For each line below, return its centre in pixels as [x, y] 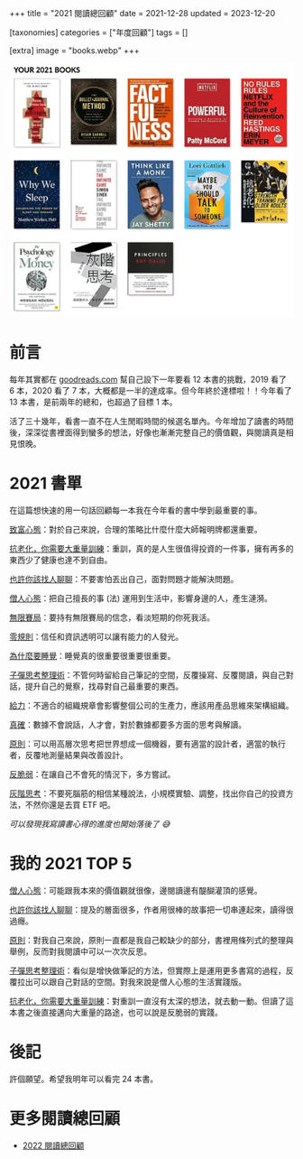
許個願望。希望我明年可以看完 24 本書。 [84, 1079]
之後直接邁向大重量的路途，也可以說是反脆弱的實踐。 [124, 1012]
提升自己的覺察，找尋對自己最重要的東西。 [104, 686]
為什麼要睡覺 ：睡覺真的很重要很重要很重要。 [92, 656]
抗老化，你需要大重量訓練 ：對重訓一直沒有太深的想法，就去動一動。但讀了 [147, 1001]
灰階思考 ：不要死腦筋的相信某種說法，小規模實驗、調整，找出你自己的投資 [147, 793]
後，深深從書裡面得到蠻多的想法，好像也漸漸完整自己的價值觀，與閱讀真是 [147, 432]
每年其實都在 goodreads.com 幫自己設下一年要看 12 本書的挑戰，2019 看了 [148, 380]
